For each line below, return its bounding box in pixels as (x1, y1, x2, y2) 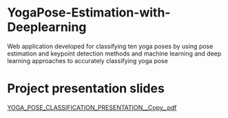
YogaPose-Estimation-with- (7, 5, 171, 21)
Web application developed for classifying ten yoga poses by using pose (7, 42, 214, 50)
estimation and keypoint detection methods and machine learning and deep (7, 49, 222, 58)
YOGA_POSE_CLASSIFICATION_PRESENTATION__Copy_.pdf (7, 103, 177, 111)
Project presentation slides (7, 81, 165, 97)
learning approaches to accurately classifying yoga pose (7, 56, 169, 64)
